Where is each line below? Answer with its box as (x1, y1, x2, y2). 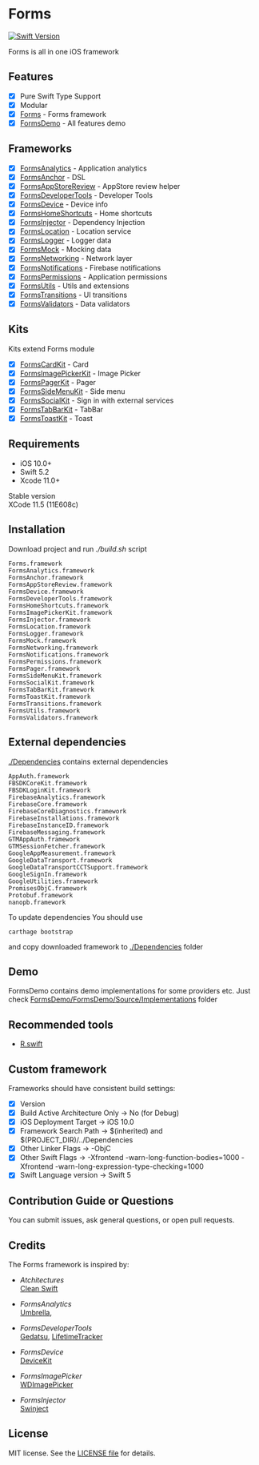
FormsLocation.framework (8, 622, 91, 631)
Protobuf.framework (8, 891, 74, 899)
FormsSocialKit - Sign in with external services (19, 395, 174, 405)
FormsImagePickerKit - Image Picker (19, 368, 141, 378)
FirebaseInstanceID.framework (8, 821, 110, 829)
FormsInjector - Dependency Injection (19, 218, 145, 227)
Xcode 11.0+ (19, 476, 61, 485)
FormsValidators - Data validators (19, 299, 130, 308)
